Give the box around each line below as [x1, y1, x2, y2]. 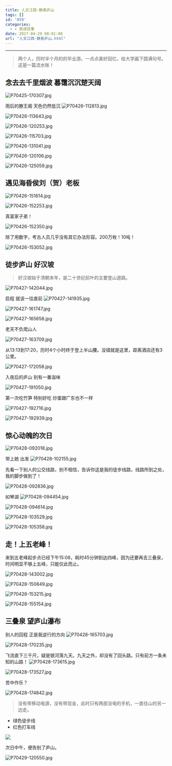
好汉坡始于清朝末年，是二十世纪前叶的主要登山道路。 [17, 275, 131, 281]
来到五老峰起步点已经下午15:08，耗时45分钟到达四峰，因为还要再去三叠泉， [5, 554, 166, 560]
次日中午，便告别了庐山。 [5, 744, 59, 750]
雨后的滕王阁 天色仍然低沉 [5, 103, 60, 109]
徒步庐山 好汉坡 [5, 260, 54, 269]
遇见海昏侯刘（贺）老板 [5, 179, 79, 187]
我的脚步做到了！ [5, 473, 41, 479]
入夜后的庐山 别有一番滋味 [5, 374, 60, 380]
